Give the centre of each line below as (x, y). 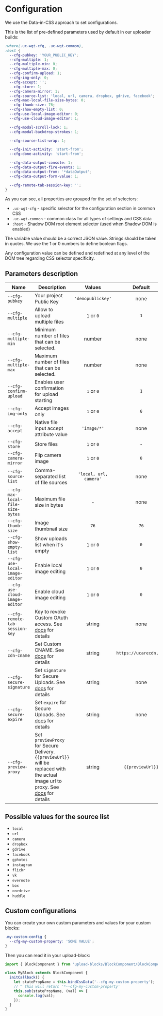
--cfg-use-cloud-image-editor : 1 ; (44, 118)
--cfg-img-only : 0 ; (29, 78)
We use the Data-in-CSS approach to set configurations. (61, 22)
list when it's (49, 545)
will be (42, 763)
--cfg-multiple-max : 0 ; (33, 69)
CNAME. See (49, 650)
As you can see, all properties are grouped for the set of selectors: (72, 199)
